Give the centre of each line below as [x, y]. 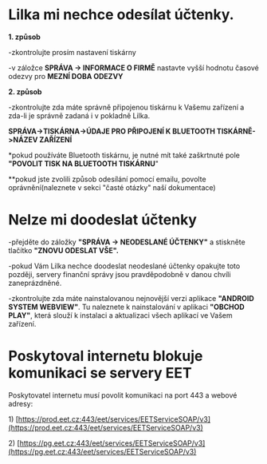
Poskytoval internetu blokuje [106, 356]
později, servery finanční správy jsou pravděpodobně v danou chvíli [120, 274]
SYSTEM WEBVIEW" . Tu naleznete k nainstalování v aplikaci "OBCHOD [126, 307]
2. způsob [25, 91]
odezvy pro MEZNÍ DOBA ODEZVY [66, 76]
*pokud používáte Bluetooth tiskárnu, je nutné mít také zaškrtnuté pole [124, 155]
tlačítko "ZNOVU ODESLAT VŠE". [64, 250]
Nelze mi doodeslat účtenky [103, 220]
